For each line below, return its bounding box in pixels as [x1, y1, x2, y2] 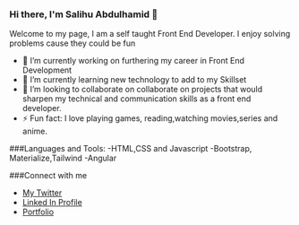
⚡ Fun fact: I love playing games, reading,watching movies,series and [21, 113, 278, 124]
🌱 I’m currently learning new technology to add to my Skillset [21, 74, 247, 85]
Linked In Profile [21, 197, 82, 208]
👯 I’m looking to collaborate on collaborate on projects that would [21, 84, 263, 95]
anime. [21, 125, 47, 137]
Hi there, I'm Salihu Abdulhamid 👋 [9, 8, 158, 21]
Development [21, 65, 73, 75]
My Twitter [21, 187, 63, 198]
